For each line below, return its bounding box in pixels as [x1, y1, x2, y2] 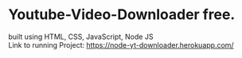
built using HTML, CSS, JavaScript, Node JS [8, 32, 154, 41]
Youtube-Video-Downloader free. [8, 6, 236, 24]
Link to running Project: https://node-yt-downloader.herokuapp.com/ [8, 40, 234, 49]
